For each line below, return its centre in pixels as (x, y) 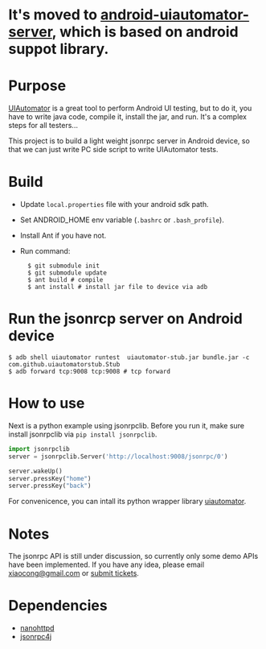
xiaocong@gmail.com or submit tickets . (74, 573)
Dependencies (58, 606)
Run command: (45, 251)
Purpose (37, 86)
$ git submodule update (67, 273)
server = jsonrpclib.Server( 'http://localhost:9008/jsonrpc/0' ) (118, 457)
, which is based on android (145, 32)
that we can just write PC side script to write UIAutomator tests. (113, 150)
